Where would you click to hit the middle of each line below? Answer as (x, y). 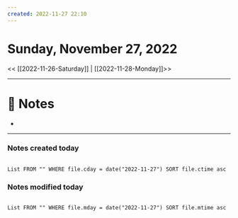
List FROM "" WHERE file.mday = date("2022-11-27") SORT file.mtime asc (117, 208)
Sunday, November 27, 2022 (92, 48)
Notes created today (43, 148)
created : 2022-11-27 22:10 (47, 14)
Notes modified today (45, 187)
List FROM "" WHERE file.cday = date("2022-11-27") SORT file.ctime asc (117, 169)
